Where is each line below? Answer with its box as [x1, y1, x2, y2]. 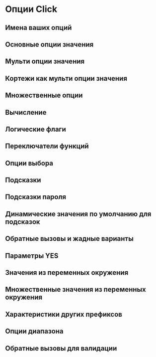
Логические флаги [5, 125, 66, 133]
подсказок [5, 217, 41, 226]
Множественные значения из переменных [5, 285, 146, 294]
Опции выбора [5, 159, 54, 168]
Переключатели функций [5, 142, 89, 151]
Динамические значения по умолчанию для [5, 209, 152, 218]
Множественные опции [5, 91, 83, 100]
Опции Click [5, 3, 58, 15]
